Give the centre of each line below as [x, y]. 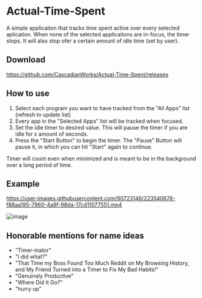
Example [23, 184]
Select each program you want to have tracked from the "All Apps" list [102, 108]
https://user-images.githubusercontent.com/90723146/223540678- [91, 199]
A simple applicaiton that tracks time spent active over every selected [93, 28]
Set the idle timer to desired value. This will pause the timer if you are [101, 127]
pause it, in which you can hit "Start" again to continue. [84, 147]
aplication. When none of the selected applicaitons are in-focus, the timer [98, 34]
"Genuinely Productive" [44, 276]
